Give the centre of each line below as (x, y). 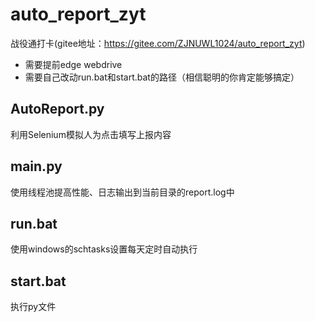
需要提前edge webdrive (73, 64)
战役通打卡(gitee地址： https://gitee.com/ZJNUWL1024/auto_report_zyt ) (158, 43)
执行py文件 (33, 307)
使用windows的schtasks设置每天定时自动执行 (104, 249)
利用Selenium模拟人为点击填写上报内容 (91, 134)
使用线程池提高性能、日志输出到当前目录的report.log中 (122, 192)
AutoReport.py (57, 109)
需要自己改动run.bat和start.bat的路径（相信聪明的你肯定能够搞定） (162, 77)
